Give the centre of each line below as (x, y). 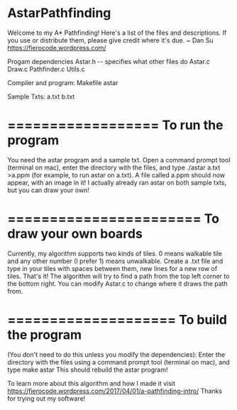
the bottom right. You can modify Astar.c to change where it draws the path (118, 283)
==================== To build (117, 320)
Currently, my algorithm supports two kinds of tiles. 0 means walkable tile (115, 253)
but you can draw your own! (49, 190)
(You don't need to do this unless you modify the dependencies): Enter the (116, 354)
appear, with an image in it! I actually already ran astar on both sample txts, (117, 182)
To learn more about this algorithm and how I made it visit (92, 383)
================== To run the (115, 125)
